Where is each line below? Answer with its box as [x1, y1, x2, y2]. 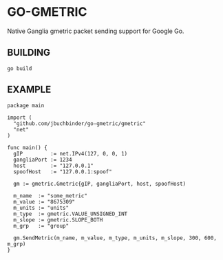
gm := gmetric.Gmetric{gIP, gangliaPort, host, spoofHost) [13, 180, 187, 187]
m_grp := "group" [13, 222, 70, 229]
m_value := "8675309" [13, 198, 76, 205]
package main [7, 102, 45, 109]
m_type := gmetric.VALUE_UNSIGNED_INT [13, 210, 128, 217]
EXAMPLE [7, 84, 52, 96]
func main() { [7, 144, 48, 151]
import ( [7, 114, 32, 121]
